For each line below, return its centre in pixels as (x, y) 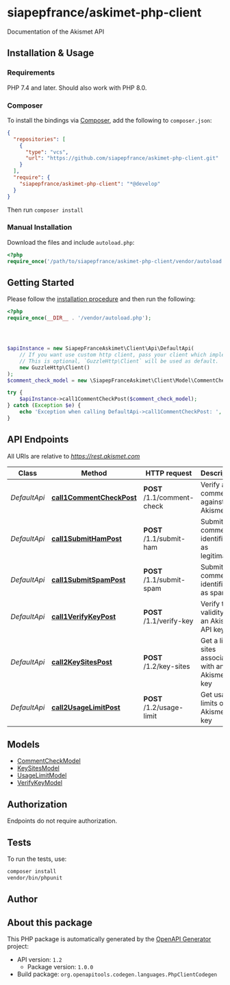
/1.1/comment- (169, 497)
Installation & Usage (51, 53)
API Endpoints (38, 440)
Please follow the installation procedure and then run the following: (101, 299)
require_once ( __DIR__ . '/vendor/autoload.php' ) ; (79, 318)
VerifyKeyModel (40, 783)
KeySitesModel (38, 768)
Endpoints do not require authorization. (62, 821)
